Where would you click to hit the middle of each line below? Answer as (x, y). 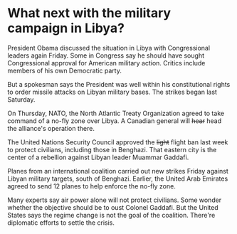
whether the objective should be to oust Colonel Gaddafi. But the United (113, 207)
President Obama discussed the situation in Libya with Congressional (109, 48)
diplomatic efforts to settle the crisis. (61, 223)
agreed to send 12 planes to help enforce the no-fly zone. (91, 186)
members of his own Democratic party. (65, 70)
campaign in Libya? (66, 28)
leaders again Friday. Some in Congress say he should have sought (106, 55)
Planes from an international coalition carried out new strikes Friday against (118, 171)
